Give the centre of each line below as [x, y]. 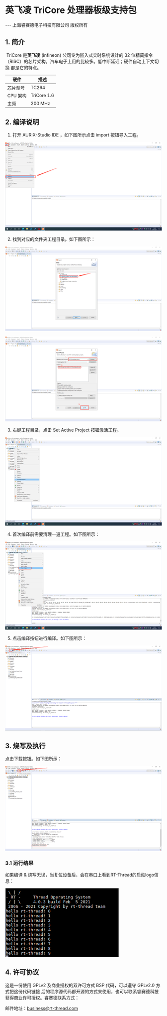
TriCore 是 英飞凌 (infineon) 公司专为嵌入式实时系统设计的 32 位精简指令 [80, 55]
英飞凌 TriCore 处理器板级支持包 [71, 10]
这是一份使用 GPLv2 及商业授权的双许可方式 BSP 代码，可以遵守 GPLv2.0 [80, 985]
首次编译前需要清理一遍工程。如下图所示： [56, 534]
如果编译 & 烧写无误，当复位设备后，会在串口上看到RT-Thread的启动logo [80, 875]
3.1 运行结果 [19, 863]
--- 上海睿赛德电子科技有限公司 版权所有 [46, 25]
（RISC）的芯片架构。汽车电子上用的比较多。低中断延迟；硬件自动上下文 [80, 61]
